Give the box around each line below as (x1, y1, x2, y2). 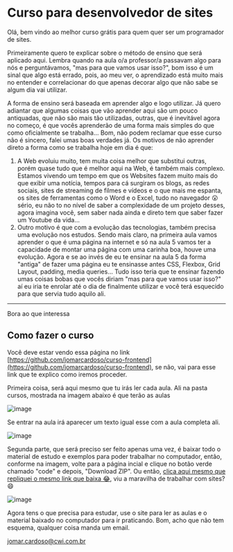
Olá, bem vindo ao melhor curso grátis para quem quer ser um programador (7, 28, 224, 36)
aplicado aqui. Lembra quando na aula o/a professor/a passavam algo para (7, 56, 222, 64)
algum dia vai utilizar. (7, 85, 68, 94)
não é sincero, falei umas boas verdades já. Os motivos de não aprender (7, 135, 214, 144)
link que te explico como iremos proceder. (7, 370, 128, 378)
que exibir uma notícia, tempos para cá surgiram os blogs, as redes (17, 178, 210, 187)
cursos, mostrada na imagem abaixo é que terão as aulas (7, 391, 171, 399)
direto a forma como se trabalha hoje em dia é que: (7, 143, 154, 151)
